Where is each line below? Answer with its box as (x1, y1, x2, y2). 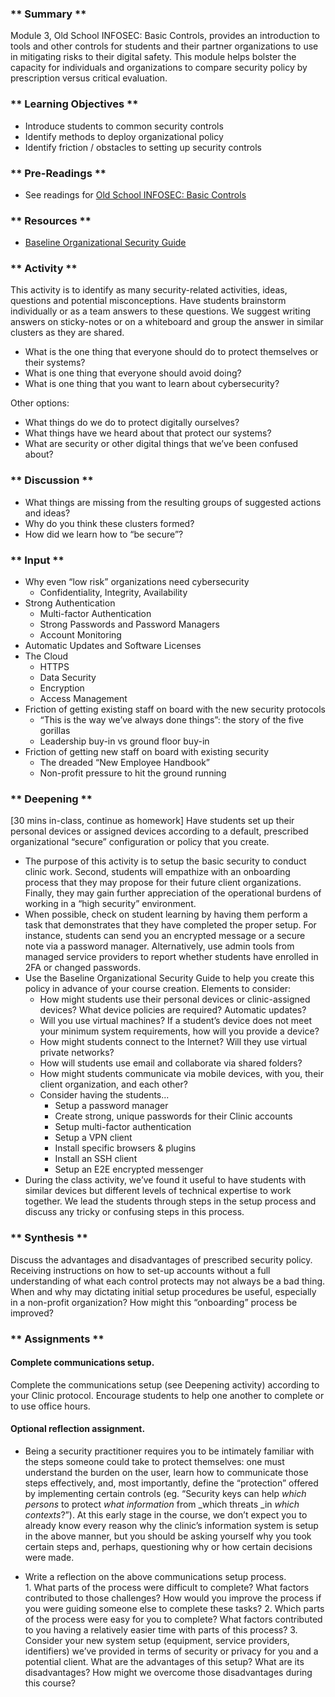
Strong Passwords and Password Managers (39, 618, 220, 631)
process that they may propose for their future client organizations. (24, 877, 302, 889)
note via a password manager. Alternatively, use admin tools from (24, 940, 295, 952)
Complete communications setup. (10, 1357, 155, 1369)
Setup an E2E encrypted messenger (54, 1163, 204, 1176)
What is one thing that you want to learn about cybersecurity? (24, 378, 280, 390)
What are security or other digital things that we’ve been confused (24, 438, 299, 450)
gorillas (39, 725, 71, 737)
